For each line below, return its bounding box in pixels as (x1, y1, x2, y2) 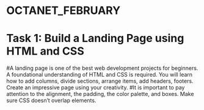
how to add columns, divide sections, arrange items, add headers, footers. (6, 77, 194, 85)
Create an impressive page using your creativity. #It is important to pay (6, 84, 185, 91)
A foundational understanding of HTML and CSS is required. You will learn (6, 71, 193, 78)
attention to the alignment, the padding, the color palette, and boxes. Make (6, 91, 194, 98)
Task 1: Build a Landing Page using (6, 32, 184, 46)
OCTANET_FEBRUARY (6, 4, 121, 18)
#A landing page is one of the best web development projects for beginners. (6, 64, 199, 72)
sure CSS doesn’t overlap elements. (6, 97, 97, 104)
